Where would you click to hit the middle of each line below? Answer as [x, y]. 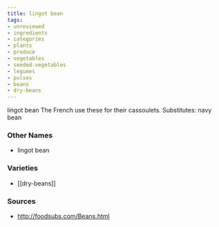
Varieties [22, 168]
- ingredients [28, 33]
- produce [21, 52]
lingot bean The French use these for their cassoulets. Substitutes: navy [109, 110]
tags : [15, 20]
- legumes [21, 71]
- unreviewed [26, 26]
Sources [21, 201]
